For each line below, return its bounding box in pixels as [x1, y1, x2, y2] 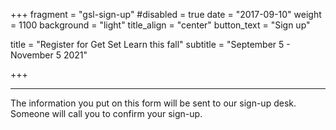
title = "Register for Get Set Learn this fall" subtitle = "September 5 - [10, 39, 291, 50]
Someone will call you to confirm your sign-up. [10, 108, 203, 119]
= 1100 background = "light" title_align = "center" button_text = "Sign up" [10, 19, 311, 31]
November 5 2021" [10, 49, 88, 61]
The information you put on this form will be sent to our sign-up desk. [10, 97, 297, 109]
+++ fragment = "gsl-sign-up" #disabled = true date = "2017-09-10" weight [10, 9, 322, 20]
